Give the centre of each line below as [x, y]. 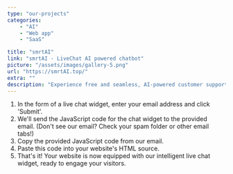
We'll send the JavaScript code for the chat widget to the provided [112, 119]
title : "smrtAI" [31, 52]
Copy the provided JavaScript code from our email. [90, 141]
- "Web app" [37, 33]
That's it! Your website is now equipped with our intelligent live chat [114, 156]
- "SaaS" [32, 40]
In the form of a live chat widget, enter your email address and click [113, 104]
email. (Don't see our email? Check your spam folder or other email [113, 127]
